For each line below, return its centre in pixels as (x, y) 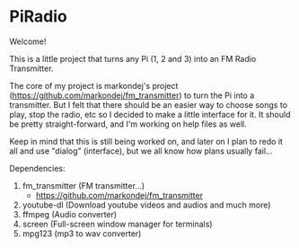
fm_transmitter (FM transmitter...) (84, 185)
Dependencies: (37, 168)
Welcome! (28, 41)
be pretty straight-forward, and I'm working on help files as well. (128, 124)
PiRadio (38, 17)
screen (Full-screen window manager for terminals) (117, 224)
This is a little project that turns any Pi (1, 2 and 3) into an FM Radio (133, 58)
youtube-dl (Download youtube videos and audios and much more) (146, 205)
